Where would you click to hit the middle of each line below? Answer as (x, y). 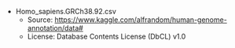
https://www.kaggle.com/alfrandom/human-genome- (141, 20)
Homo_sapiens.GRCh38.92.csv (66, 11)
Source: (40, 20)
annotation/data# (55, 28)
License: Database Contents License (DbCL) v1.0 (106, 36)
